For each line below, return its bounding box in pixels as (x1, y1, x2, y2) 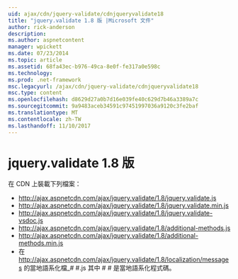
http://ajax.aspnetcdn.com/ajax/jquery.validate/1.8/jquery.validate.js (18, 194, 217, 203)
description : (8, 30, 47, 38)
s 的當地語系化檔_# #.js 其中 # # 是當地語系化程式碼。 (18, 263, 176, 273)
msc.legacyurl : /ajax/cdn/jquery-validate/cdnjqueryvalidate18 (8, 83, 199, 90)
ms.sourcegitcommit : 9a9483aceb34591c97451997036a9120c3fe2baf (8, 103, 199, 110)
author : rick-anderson (8, 23, 75, 30)
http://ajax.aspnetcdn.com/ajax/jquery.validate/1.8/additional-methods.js (18, 224, 231, 232)
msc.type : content (8, 89, 62, 96)
